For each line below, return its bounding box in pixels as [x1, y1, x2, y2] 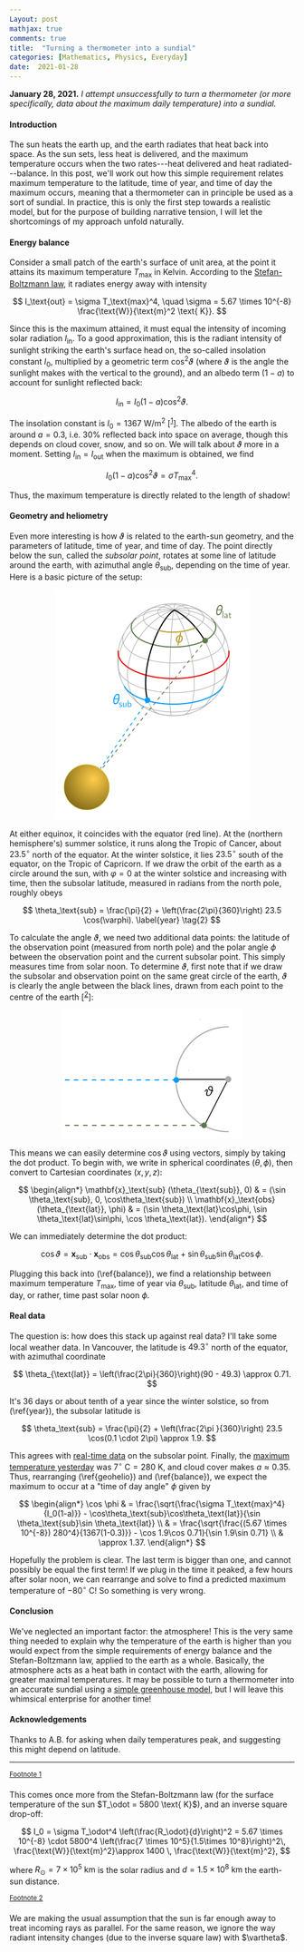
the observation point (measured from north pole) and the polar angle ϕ [9, 942, 277, 952]
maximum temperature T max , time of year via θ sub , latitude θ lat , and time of [9, 1277, 289, 1291]
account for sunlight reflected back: [9, 377, 143, 388]
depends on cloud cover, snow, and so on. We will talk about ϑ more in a [9, 439, 280, 450]
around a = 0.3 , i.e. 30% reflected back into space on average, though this [9, 429, 289, 440]
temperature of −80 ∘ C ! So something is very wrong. [9, 1584, 206, 1596]
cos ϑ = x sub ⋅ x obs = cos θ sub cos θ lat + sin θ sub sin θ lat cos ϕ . [40, 1248, 264, 1261]
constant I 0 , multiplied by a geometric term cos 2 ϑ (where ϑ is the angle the [9, 355, 290, 369]
